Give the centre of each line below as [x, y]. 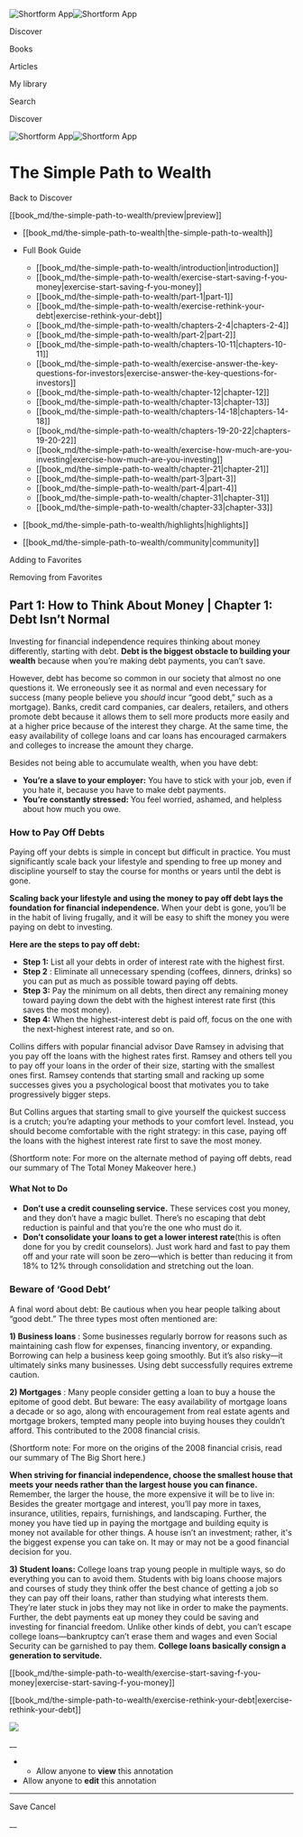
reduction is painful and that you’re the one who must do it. [132, 1228]
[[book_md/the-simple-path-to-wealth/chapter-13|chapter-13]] [153, 402]
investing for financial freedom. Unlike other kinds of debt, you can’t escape [151, 1626]
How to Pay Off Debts [57, 832]
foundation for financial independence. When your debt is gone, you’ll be [148, 908]
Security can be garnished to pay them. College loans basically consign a [148, 1646]
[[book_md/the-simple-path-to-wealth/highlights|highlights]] [135, 524]
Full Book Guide [52, 250]
